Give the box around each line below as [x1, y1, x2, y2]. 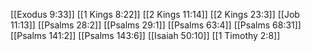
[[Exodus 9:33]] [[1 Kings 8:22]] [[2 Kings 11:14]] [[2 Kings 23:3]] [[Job [10, 9, 300, 20]
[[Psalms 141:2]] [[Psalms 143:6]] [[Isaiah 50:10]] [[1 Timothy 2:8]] [10, 30, 281, 41]
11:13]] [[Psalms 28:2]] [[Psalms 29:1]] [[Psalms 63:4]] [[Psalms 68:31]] [10, 19, 302, 31]
